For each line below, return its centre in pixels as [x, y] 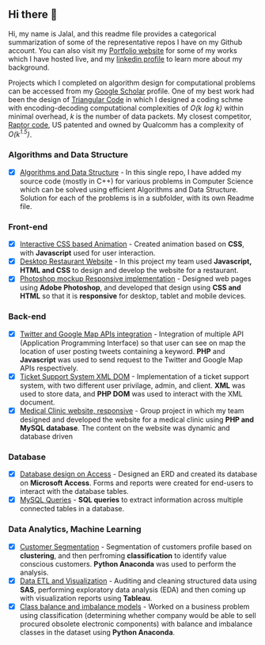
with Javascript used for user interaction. [87, 253]
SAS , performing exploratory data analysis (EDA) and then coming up [133, 590]
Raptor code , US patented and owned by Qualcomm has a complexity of [126, 124]
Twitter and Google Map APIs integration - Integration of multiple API [131, 334]
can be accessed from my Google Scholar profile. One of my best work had [131, 91]
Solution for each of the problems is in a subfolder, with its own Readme [137, 198]
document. [37, 402]
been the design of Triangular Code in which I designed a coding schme [126, 99]
